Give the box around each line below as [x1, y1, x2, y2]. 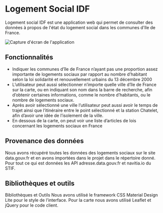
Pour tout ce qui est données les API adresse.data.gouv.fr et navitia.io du [5, 160, 151, 166]
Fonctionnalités [5, 53, 54, 62]
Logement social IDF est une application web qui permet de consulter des [5, 19, 153, 25]
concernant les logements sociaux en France [12, 123, 103, 129]
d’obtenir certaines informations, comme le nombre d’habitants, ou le [12, 92, 151, 98]
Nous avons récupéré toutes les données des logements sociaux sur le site [5, 149, 156, 156]
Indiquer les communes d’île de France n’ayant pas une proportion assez [12, 66, 158, 72]
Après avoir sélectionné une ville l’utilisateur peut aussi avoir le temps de [12, 102, 158, 108]
